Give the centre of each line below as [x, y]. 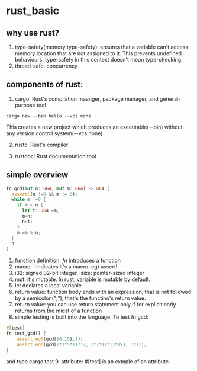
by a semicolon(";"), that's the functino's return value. [80, 298]
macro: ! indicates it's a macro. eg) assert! [66, 267]
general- [170, 98]
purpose [25, 105]
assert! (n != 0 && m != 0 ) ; [45, 194]
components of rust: [45, 84]
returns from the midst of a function [58, 311]
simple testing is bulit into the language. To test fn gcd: [82, 317]
